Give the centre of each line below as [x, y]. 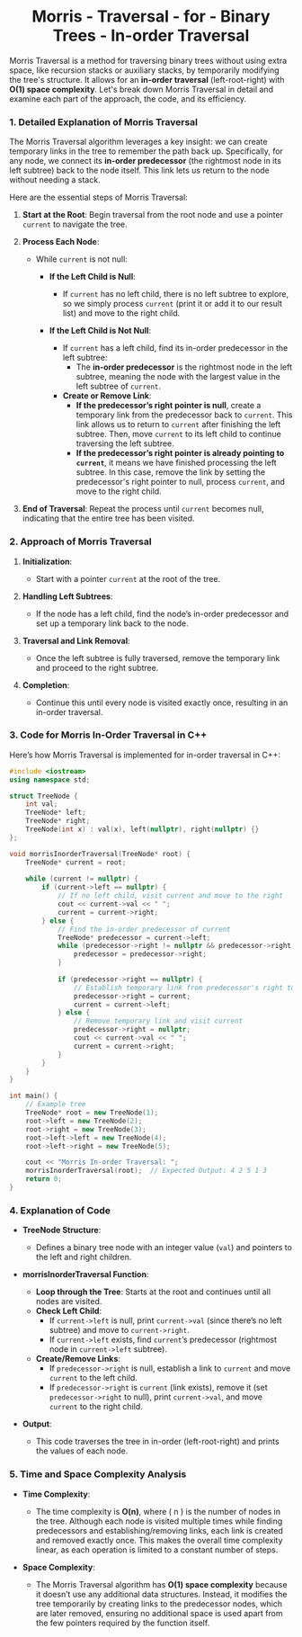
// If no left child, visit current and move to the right [170, 896]
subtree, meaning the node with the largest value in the [178, 377]
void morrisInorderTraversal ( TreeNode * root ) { [100, 854]
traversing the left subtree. [125, 443]
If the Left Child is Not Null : [100, 331]
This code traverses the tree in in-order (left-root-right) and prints [158, 1442]
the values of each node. [82, 1451]
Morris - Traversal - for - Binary [151, 17]
